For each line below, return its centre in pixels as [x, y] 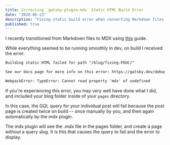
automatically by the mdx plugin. [39, 116]
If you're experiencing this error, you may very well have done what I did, [81, 90]
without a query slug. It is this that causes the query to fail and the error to [83, 131]
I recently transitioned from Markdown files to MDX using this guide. [76, 38]
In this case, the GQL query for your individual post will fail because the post [85, 106]
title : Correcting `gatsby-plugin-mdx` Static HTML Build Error [74, 10]
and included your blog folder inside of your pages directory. [68, 96]
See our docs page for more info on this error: [57, 72]
